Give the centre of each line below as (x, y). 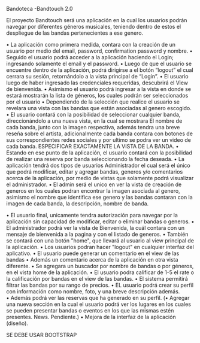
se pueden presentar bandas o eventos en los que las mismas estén (90, 310)
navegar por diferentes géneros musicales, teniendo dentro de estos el (94, 27)
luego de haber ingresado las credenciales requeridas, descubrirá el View (97, 83)
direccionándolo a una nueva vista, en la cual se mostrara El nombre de (94, 121)
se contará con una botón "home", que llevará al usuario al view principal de (100, 241)
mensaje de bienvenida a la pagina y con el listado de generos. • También (97, 234)
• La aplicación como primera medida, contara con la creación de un (91, 45)
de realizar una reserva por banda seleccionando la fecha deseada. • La (95, 159)
